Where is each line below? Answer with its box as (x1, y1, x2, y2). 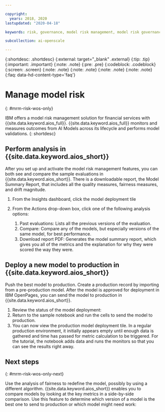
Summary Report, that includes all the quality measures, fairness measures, (5, 181, 158, 187)
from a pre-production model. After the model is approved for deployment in (5, 286, 160, 293)
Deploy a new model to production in (5, 261, 119, 269)
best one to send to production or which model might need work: (5, 401, 137, 407)
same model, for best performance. (19, 231, 92, 237)
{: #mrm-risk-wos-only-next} (5, 371, 64, 377)
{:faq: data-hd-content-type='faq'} (5, 72, 76, 78)
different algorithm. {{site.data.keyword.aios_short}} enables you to (5, 385, 141, 391)
